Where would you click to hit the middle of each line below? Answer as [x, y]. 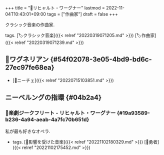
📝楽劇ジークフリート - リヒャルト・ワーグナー [60, 113]
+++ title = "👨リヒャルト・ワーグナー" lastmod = [55, 8]
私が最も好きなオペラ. [28, 131]
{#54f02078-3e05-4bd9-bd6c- [101, 59]
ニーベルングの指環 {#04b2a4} [53, 98]
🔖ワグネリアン [27, 59]
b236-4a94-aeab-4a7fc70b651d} [47, 119]
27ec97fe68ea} [30, 68]
